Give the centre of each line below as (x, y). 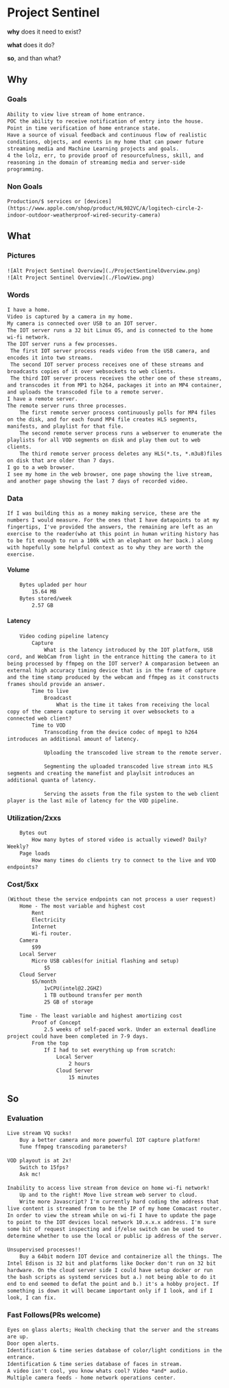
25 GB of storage (69, 1002)
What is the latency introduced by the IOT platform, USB (128, 650)
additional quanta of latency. (52, 780)
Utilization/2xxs (34, 818)
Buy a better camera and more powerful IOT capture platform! (110, 1140)
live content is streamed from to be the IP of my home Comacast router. (115, 1208)
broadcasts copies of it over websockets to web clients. (92, 372)
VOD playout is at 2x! (39, 1160)
